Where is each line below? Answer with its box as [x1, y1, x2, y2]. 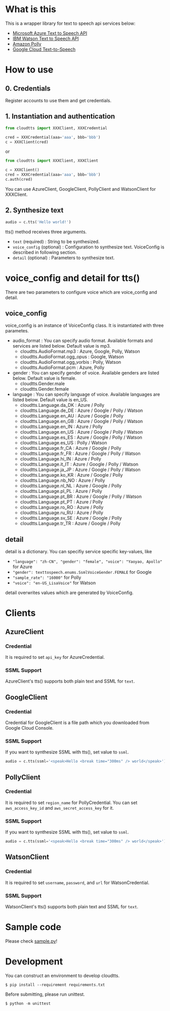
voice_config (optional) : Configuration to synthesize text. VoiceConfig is [12, 244, 164, 250]
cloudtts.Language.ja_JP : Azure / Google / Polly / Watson [20, 467, 141, 473]
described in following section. [12, 249, 77, 255]
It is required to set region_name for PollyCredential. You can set [5, 799, 138, 806]
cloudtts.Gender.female [20, 386, 69, 392]
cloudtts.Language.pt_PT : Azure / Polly [20, 499, 103, 505]
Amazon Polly [12, 40, 41, 47]
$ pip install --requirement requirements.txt [5, 982, 105, 987]
